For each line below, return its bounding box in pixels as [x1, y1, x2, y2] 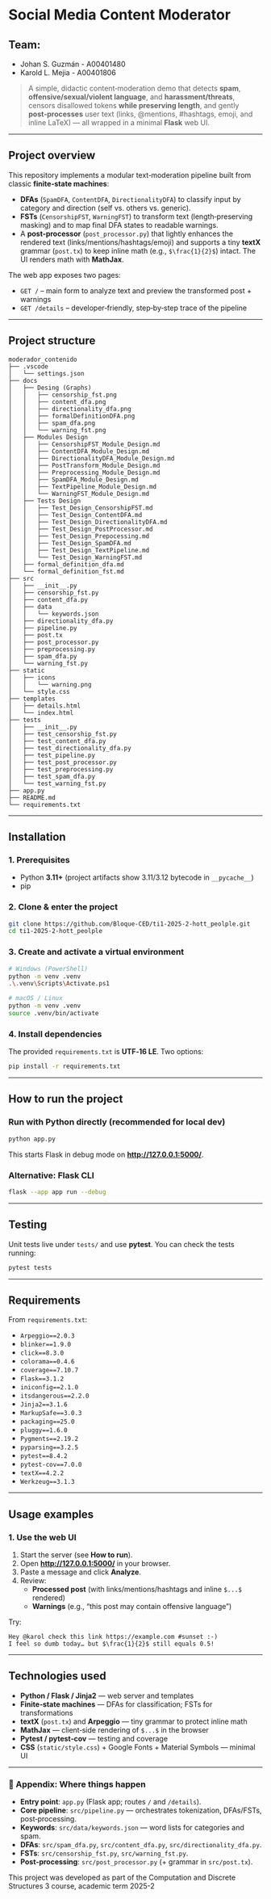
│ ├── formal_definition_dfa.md [8, 560, 125, 569]
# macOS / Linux [8, 994, 63, 1002]
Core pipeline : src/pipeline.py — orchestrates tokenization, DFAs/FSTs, [19, 1805, 262, 1815]
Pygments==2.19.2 [19, 1435, 79, 1443]
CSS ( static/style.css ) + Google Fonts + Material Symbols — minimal [19, 1742, 256, 1752]
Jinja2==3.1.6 [19, 1401, 68, 1409]
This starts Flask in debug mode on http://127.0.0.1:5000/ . [8, 1149, 204, 1159]
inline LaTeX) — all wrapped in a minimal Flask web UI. [27, 118, 210, 127]
